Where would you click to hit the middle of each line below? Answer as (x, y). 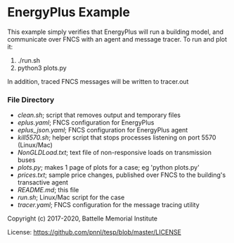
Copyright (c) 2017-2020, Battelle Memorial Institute (83, 218)
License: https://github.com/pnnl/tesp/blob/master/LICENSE (94, 232)
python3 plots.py (42, 68)
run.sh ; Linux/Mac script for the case (71, 197)
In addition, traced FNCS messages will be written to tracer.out (98, 81)
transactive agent (43, 182)
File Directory (31, 99)
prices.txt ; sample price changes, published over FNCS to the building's (122, 175)
